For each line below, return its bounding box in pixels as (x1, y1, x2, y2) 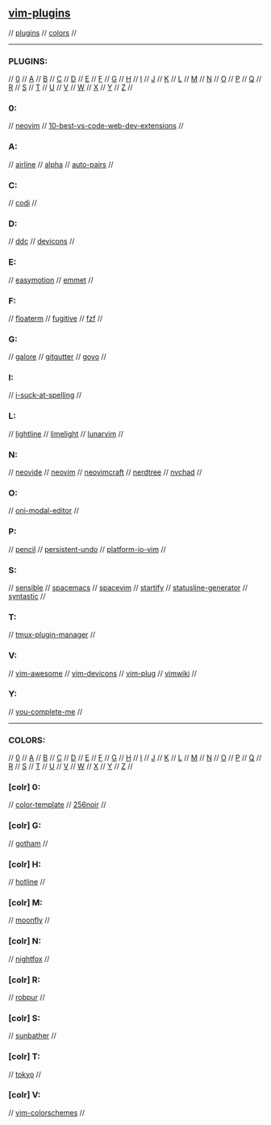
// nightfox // (8, 954, 50, 964)
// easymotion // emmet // (8, 274, 94, 285)
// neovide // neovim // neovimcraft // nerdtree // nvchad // (8, 467, 202, 477)
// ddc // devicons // (8, 236, 75, 246)
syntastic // (8, 591, 46, 600)
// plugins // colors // (8, 27, 77, 37)
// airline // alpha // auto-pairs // (8, 159, 114, 169)
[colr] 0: (8, 782, 41, 793)
